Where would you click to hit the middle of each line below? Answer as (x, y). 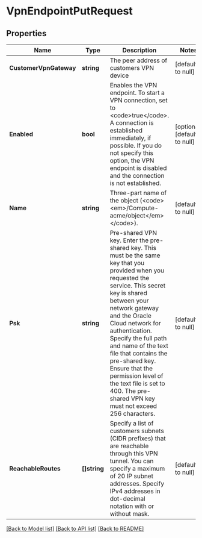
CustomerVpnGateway (43, 68)
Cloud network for (135, 323)
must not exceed (133, 406)
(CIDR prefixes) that (138, 438)
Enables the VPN (133, 85)
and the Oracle (131, 316)
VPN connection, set (139, 100)
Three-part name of (138, 193)
